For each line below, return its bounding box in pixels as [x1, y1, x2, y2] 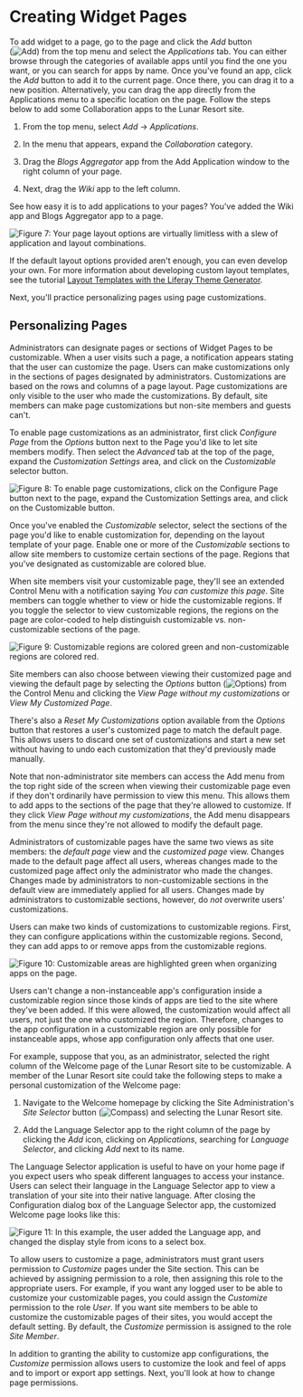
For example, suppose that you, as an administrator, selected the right [9, 1050, 270, 1061]
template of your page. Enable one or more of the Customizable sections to [9, 538, 290, 549]
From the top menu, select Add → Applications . [22, 120, 199, 132]
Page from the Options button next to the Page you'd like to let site [9, 436, 258, 447]
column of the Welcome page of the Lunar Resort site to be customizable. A [9, 1060, 292, 1071]
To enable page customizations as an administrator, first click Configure [9, 427, 278, 438]
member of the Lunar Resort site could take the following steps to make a [9, 1069, 283, 1080]
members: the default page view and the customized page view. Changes [9, 846, 285, 857]
